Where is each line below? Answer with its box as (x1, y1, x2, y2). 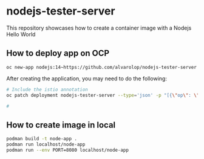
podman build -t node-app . (6, 136, 78, 142)
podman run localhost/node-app (6, 141, 86, 148)
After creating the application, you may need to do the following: (6, 74, 167, 82)
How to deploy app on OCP (6, 48, 110, 59)
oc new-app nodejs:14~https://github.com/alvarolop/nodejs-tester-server (6, 64, 197, 70)
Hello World (6, 30, 36, 37)
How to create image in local (6, 120, 116, 130)
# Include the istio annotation (6, 86, 88, 92)
